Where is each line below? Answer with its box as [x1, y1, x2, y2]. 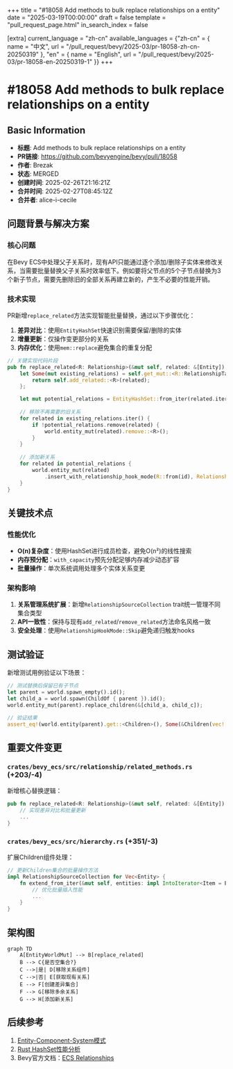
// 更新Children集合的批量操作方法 [7, 867, 98, 874]
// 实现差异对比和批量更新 [19, 807, 86, 814]
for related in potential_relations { [19, 460, 132, 468]
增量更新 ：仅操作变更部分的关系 [17, 334, 109, 343]
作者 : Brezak [17, 161, 53, 169]
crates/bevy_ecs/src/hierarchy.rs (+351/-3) [7, 836, 158, 846]
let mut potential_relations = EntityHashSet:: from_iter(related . [19, 395, 216, 402]
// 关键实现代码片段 [7, 357, 58, 364]
